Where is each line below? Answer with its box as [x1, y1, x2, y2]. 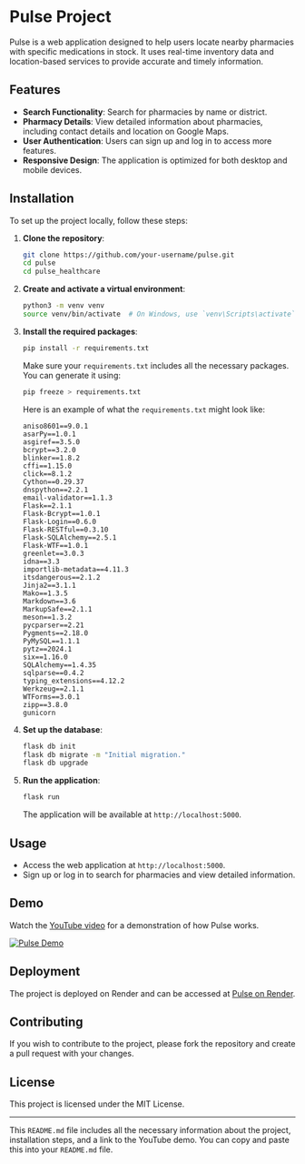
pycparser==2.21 [22, 621, 84, 630]
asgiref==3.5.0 [22, 437, 81, 447]
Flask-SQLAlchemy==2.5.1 [22, 532, 117, 542]
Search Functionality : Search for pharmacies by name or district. [22, 106, 268, 117]
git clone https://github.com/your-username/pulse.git [22, 250, 235, 259]
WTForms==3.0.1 [22, 692, 81, 702]
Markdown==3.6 [22, 596, 76, 606]
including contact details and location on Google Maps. [22, 126, 230, 137]
